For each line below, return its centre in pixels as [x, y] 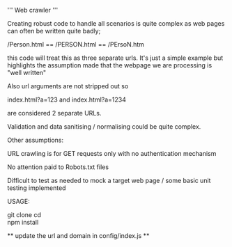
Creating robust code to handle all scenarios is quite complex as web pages [116, 23]
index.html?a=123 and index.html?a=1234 [67, 99]
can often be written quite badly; [54, 31]
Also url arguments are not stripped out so [68, 86]
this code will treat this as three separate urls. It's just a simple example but [115, 58]
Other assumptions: [36, 140]
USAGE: [18, 201]
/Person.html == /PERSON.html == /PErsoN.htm [76, 44]
